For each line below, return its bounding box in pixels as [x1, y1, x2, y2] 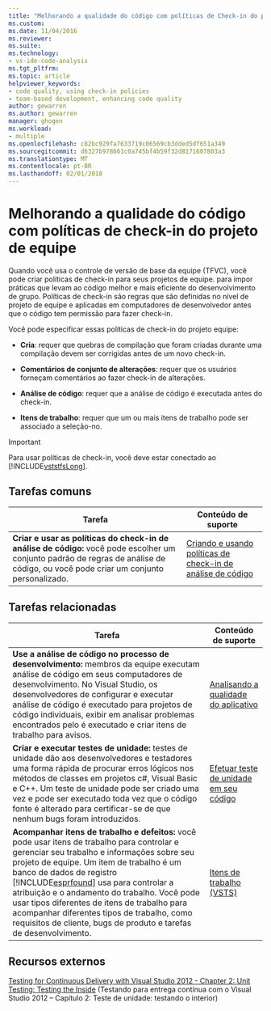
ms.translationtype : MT [8, 154, 89, 163]
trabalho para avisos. [12, 729, 93, 740]
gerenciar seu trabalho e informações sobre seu [12, 846, 195, 857]
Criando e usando [186, 537, 254, 548]
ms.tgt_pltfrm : [8, 65, 60, 73]
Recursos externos [8, 954, 106, 968]
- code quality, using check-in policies [8, 87, 150, 95]
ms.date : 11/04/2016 [8, 27, 78, 35]
